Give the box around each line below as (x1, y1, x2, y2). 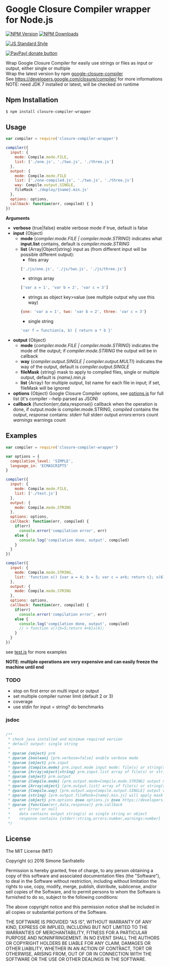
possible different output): (20, 251, 75, 257)
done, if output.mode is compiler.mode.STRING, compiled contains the (13, 406, 159, 412)
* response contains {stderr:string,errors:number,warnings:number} (8, 816, 161, 821)
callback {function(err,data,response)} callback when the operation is (13, 401, 157, 407)
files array (28, 257, 49, 263)
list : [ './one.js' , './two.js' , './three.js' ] (15, 159, 114, 164)
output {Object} (13, 337, 47, 343)
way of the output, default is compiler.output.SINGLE (20, 364, 129, 370)
